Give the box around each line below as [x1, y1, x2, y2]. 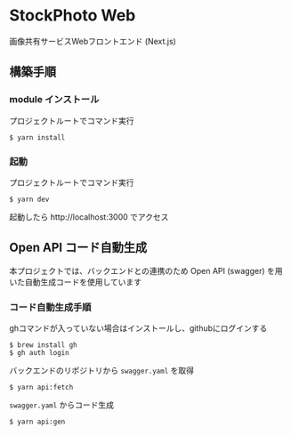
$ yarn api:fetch [9, 383, 74, 392]
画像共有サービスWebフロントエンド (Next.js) [9, 36, 176, 46]
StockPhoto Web [9, 5, 136, 26]
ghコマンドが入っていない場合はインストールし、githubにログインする [9, 323, 268, 334]
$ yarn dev [9, 195, 50, 204]
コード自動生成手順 [9, 301, 92, 313]
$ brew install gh [9, 341, 77, 350]
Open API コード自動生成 [9, 240, 148, 255]
